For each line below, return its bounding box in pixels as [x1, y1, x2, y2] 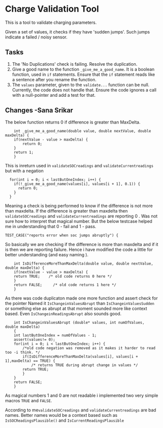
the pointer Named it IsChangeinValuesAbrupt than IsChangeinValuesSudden [5, 300, 155, 306]
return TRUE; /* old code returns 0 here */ [14, 274, 112, 279]
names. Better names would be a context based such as [5, 412, 118, 418]
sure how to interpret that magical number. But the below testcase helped [5, 218, 152, 224]
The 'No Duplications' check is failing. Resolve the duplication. [12, 61, 138, 67]
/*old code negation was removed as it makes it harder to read [22, 345, 156, 351]
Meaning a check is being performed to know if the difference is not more [5, 203, 153, 209]
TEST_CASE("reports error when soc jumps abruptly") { [5, 232, 119, 238]
